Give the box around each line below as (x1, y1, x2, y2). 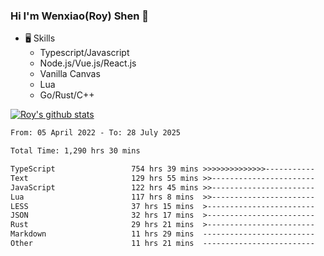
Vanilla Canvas (39, 68, 101, 80)
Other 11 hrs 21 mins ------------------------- (10, 239, 315, 249)
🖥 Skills (24, 32, 56, 44)
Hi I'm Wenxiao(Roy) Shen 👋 (10, 9, 150, 23)
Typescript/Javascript (39, 47, 130, 59)
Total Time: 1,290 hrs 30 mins (10, 146, 141, 156)
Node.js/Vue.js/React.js (39, 57, 137, 69)
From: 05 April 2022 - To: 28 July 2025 (10, 128, 182, 138)
